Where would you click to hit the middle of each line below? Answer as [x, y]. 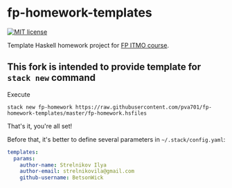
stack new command [51, 78]
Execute [19, 94]
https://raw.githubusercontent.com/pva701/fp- [144, 107]
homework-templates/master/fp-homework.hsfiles [77, 113]
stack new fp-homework [40, 107]
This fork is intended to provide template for [104, 67]
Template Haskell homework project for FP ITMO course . [88, 45]
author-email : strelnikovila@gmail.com [77, 171]
